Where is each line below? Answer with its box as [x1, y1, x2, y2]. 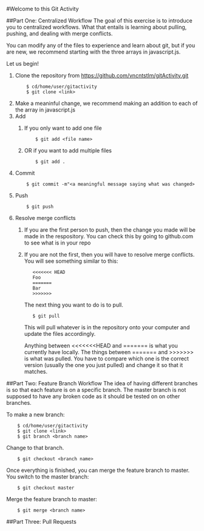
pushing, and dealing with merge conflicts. [6, 30, 113, 37]
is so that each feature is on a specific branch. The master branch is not [6, 387, 186, 393]
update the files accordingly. [24, 330, 96, 337]
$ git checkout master [17, 485, 75, 491]
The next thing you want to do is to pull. [24, 301, 123, 308]
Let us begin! [6, 60, 39, 67]
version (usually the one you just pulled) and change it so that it [24, 362, 183, 368]
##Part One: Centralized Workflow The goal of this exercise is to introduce [6, 17, 193, 24]
